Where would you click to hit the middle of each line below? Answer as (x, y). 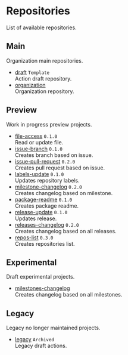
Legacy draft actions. (41, 346)
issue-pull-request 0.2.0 (45, 161)
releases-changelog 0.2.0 (47, 224)
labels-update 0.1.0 (39, 174)
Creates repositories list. (45, 243)
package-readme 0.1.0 (43, 199)
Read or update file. (39, 142)
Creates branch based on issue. (54, 155)
